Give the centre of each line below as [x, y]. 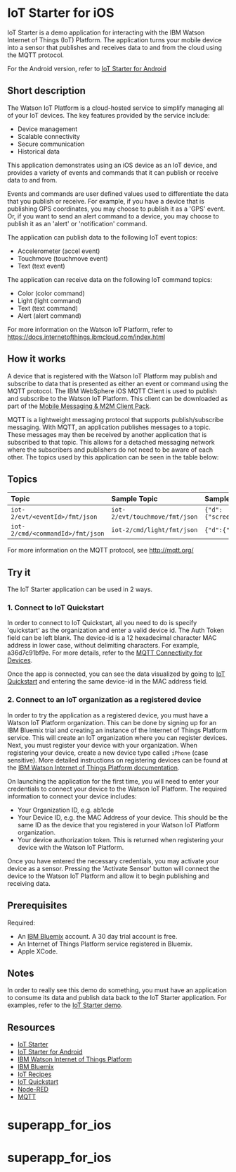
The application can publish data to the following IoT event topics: [103, 237]
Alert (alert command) [50, 316]
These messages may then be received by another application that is [107, 434]
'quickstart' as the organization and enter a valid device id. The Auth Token [116, 630]
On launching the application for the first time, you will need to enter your [113, 781]
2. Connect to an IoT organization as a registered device [104, 700]
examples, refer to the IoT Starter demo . [65, 1005]
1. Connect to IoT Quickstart [55, 607]
